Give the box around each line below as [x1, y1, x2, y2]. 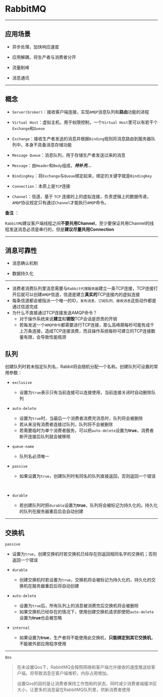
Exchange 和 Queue [12, 125, 45, 131]
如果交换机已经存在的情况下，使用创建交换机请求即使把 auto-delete [19, 609, 154, 614]
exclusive [12, 381, 33, 385]
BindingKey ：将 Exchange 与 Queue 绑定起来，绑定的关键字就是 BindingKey [12, 173, 152, 179]
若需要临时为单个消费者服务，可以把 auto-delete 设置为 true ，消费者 [19, 427, 154, 434]
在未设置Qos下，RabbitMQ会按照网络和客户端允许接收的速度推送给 [16, 664, 151, 670]
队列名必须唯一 [19, 454, 49, 459]
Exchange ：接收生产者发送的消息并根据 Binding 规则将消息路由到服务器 [12, 135, 151, 142]
